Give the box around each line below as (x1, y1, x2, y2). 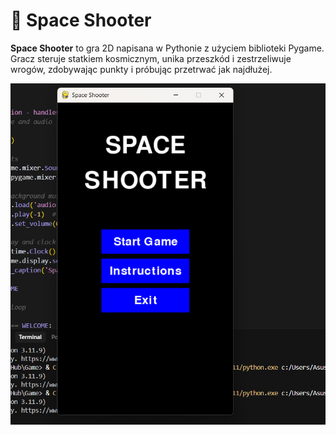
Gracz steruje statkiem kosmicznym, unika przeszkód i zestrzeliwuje (10, 52, 292, 64)
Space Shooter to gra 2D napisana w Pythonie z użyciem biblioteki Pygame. (10, 42, 325, 54)
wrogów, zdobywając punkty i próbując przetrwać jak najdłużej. (10, 63, 273, 75)
